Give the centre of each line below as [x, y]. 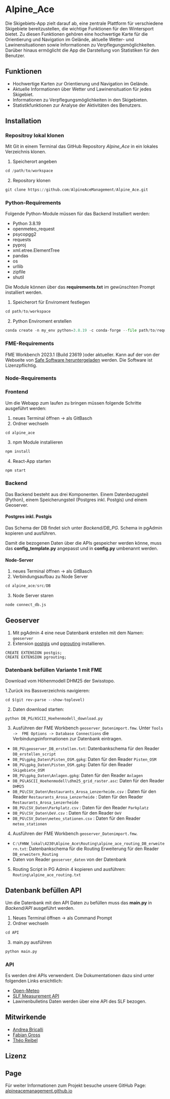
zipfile [19, 272]
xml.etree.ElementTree [36, 250]
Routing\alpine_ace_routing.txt [47, 875]
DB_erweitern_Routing [35, 855]
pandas [20, 256]
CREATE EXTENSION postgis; [34, 653]
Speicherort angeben [35, 162]
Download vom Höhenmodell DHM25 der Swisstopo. [60, 681]
